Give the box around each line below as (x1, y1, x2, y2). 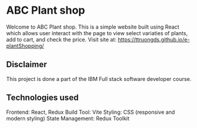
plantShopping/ (6, 42, 44, 49)
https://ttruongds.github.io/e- (118, 36, 190, 43)
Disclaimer (6, 60, 47, 70)
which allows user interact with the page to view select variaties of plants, (6, 29, 188, 36)
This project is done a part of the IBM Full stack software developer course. (6, 75, 192, 82)
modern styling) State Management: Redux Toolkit (6, 114, 130, 122)
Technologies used (6, 93, 79, 103)
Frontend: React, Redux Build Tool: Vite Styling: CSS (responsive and (6, 108, 175, 115)
